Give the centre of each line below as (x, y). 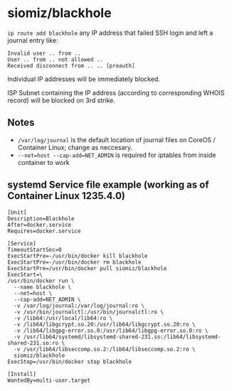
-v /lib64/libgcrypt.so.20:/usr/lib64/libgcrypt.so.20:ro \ (105, 324)
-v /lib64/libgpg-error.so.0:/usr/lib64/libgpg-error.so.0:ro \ (111, 331)
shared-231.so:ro (33, 343)
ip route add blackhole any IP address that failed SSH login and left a (110, 33)
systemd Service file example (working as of (108, 185)
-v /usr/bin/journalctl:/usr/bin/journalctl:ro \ (89, 312)
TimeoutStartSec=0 (35, 250)
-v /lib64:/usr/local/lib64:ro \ (63, 318)
